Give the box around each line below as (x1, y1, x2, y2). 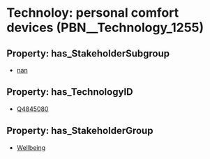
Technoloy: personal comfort (6, 5, 179, 21)
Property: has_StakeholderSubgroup (6, 47, 170, 59)
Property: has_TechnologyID (6, 86, 133, 98)
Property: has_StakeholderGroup (6, 125, 153, 137)
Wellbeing (16, 143, 46, 151)
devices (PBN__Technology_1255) (6, 20, 204, 36)
